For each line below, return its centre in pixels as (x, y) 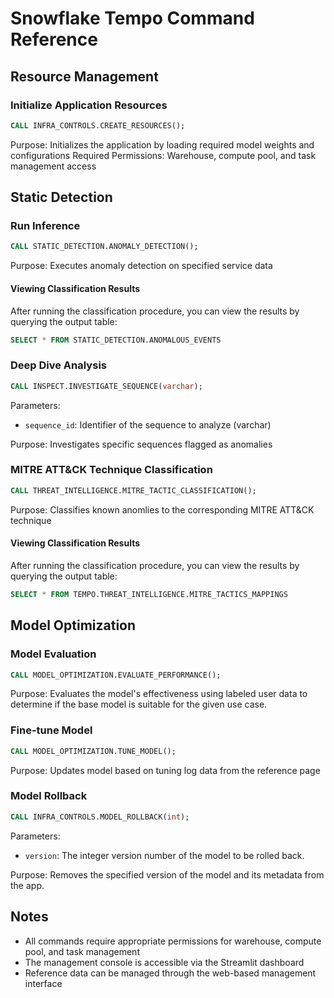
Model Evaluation (53, 654)
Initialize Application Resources (89, 105)
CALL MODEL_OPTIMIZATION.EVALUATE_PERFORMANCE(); (116, 675)
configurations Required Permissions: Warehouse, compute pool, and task (163, 155)
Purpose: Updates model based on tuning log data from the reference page (165, 770)
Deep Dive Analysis (58, 365)
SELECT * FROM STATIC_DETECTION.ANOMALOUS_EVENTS (116, 340)
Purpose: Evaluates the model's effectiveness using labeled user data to (159, 694)
